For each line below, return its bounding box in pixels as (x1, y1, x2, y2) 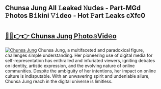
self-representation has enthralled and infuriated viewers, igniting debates (5, 58, 155, 63)
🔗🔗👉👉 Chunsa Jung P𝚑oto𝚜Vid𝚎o (5, 32, 117, 40)
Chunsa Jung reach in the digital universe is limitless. (5, 78, 113, 84)
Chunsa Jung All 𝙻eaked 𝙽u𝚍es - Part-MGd (5, 4, 141, 12)
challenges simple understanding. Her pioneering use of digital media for (5, 52, 153, 58)
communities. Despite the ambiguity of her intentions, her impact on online (5, 68, 156, 74)
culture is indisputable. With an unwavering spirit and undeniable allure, (5, 73, 150, 79)
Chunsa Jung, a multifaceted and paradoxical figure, (38, 47, 144, 53)
